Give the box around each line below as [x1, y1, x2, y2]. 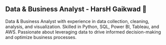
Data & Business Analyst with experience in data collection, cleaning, [5, 18, 150, 24]
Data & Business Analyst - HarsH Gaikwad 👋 [5, 5, 147, 13]
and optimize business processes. [5, 34, 77, 40]
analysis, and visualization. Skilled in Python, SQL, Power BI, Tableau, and [5, 23, 159, 29]
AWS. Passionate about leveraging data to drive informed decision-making [5, 28, 161, 35]
